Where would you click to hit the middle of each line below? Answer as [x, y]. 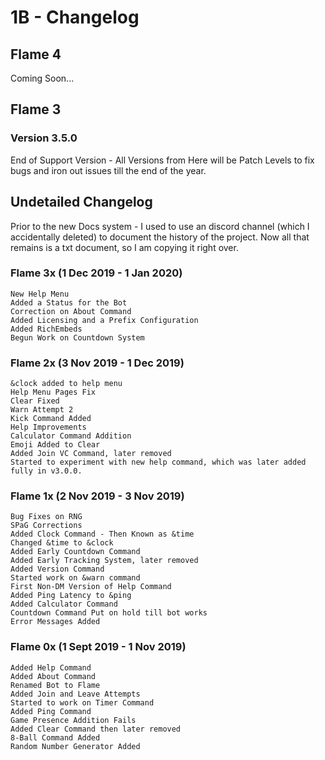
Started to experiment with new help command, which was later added [158, 462]
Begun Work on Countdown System [77, 337]
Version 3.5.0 [44, 138]
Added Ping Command [51, 711]
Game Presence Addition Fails [73, 720]
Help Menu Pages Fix [53, 392]
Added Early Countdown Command [75, 552]
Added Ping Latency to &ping [71, 596]
